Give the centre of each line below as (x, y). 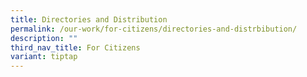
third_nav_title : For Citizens (75, 47)
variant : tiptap (44, 57)
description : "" (44, 38)
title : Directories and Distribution (89, 19)
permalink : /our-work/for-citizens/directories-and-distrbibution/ (154, 29)
